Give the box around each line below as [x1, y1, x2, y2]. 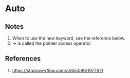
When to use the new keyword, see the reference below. [12, 35, 126, 41]
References [5, 55, 41, 63]
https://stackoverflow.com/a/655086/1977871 [12, 67, 104, 73]
